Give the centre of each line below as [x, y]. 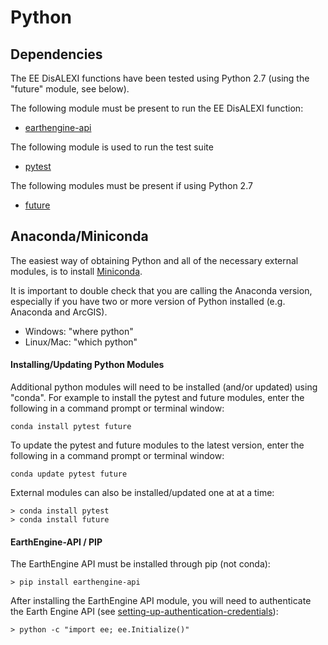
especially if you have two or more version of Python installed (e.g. [148, 301]
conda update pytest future [69, 474]
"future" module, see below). [70, 89]
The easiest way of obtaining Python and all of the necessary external [154, 260]
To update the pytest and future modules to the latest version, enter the [157, 445]
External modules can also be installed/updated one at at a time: [142, 493]
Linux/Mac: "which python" [81, 342]
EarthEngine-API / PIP [56, 542]
